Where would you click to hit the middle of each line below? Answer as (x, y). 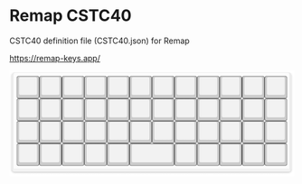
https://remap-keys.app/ (55, 58)
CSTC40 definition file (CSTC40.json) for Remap (99, 41)
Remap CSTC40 (71, 16)
